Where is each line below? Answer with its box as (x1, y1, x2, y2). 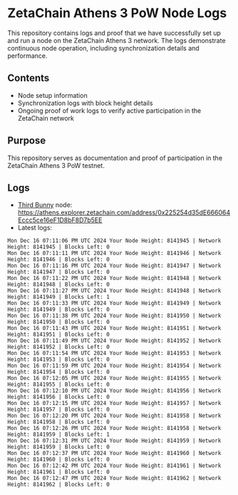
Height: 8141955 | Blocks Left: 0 (7, 381, 110, 389)
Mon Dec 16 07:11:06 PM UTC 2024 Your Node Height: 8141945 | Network (7, 237, 222, 244)
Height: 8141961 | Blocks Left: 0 (7, 469, 110, 476)
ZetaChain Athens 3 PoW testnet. (7, 161, 105, 169)
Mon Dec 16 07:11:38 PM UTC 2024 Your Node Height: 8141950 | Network (7, 312, 222, 319)
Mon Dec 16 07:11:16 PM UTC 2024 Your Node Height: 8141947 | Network (7, 262, 222, 269)
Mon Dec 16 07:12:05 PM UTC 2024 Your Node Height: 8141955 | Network (7, 375, 222, 382)
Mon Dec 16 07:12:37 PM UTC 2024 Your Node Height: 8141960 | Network (7, 450, 222, 457)
